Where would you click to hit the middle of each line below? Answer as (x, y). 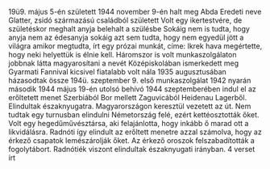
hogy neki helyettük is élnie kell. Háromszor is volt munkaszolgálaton (123, 55)
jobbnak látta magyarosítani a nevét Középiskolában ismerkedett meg (124, 63)
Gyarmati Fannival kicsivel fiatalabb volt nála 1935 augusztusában (118, 72)
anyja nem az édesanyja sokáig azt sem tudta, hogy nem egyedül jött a (126, 37)
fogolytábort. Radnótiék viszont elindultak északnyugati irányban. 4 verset (132, 149)
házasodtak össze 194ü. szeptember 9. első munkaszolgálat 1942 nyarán (130, 80)
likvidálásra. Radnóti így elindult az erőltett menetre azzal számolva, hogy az (135, 132)
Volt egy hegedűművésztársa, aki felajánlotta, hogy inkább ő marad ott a (129, 123)
